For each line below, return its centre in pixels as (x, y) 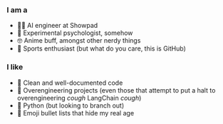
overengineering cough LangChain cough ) (79, 98)
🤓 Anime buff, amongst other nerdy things (79, 41)
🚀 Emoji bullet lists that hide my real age (76, 113)
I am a (17, 10)
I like (15, 67)
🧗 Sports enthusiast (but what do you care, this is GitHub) (102, 48)
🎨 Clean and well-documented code (70, 83)
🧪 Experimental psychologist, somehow (75, 33)
